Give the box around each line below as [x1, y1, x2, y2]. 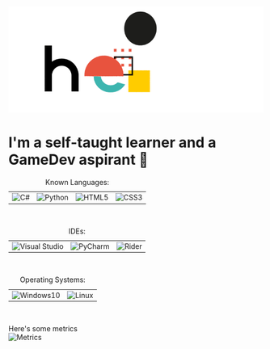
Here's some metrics [8, 324, 78, 334]
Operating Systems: [19, 275, 86, 284]
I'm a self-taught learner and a [8, 133, 217, 152]
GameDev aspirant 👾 [8, 151, 149, 169]
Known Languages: [45, 177, 109, 187]
